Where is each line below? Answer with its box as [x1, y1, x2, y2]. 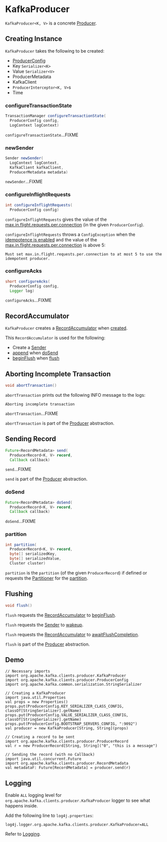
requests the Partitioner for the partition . [5, 575, 88, 581]
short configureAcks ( [5, 279, 50, 284]
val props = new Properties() [5, 700, 68, 705]
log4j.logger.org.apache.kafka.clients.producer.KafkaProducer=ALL [5, 822, 149, 827]
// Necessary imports [5, 669, 50, 674]
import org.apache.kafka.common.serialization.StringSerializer [5, 682, 142, 687]
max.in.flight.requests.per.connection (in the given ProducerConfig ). [5, 221, 144, 227]
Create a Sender [12, 345, 46, 351]
